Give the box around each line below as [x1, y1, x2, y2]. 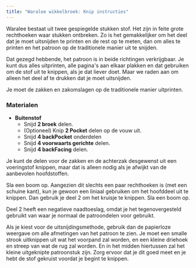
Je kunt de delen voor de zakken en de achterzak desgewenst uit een [6, 157, 177, 164]
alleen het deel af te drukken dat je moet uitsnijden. [6, 74, 132, 81]
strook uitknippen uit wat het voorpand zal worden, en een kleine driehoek [6, 236, 188, 243]
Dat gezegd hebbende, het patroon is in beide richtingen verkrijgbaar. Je [6, 55, 184, 62]
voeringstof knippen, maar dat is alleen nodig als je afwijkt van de [6, 163, 167, 171]
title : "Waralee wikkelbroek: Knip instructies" [6, 8, 129, 15]
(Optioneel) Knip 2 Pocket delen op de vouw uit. [23, 127, 142, 134]
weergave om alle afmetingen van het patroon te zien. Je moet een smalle [6, 229, 188, 237]
